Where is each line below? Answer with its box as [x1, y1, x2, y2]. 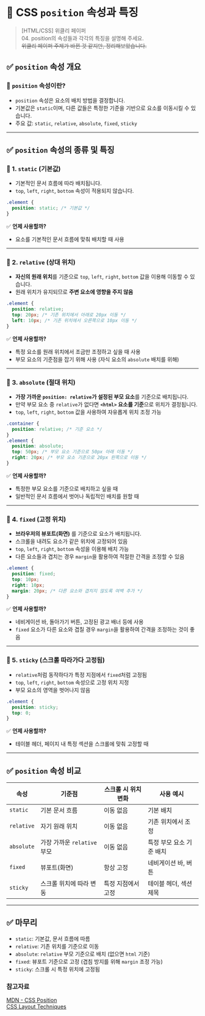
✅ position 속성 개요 [6, 62, 81, 72]
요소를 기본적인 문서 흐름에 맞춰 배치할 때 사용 [15, 236, 124, 243]
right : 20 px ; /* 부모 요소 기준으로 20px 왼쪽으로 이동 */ [12, 455, 148, 461]
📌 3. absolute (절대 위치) [6, 378, 76, 386]
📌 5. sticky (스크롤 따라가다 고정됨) [6, 656, 105, 665]
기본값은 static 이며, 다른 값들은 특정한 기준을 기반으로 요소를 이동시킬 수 [15, 104, 190, 112]
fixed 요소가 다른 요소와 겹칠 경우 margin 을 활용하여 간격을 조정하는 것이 [15, 626, 189, 633]
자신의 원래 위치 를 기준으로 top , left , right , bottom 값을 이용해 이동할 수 [15, 273, 189, 281]
